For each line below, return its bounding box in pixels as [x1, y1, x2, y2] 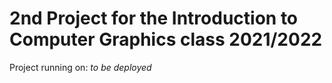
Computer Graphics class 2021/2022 [9, 28, 323, 51]
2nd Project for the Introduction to [9, 7, 299, 30]
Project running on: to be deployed [9, 61, 152, 73]
